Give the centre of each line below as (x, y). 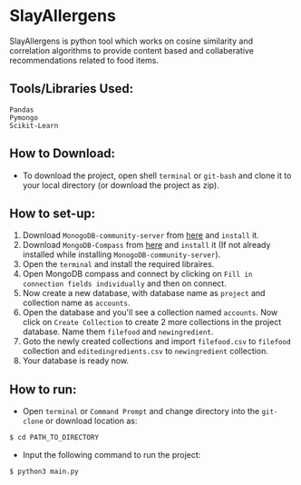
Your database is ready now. (76, 361)
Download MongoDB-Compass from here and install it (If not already (146, 245)
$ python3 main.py (44, 472)
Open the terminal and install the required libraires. (118, 264)
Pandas (22, 110)
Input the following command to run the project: (112, 455)
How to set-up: (53, 213)
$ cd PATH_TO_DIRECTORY (54, 438)
